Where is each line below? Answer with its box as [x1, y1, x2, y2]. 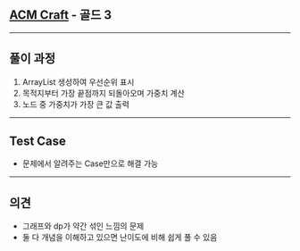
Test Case [9, 134, 67, 149]
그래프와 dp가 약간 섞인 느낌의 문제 [21, 221, 145, 231]
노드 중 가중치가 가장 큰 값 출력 [21, 98, 129, 109]
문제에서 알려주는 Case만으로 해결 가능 [21, 158, 159, 169]
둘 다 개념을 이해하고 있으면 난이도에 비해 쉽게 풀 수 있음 [21, 232, 218, 243]
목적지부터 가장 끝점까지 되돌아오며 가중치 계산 [21, 88, 185, 98]
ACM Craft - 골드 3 [9, 7, 112, 23]
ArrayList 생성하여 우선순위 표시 [21, 76, 135, 87]
